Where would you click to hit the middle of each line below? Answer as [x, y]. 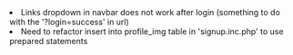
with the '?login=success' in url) [69, 22]
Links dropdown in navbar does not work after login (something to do [151, 12]
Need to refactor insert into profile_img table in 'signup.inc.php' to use [152, 32]
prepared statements [49, 41]
